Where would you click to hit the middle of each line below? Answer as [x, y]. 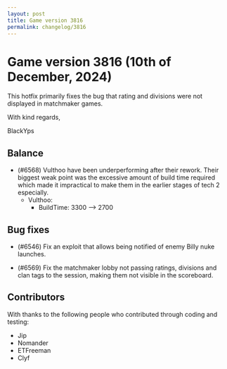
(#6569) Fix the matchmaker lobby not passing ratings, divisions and [117, 268]
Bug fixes [28, 230]
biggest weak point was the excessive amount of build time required [116, 177]
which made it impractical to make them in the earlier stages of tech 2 [118, 185]
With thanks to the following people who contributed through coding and [112, 314]
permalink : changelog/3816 [47, 27]
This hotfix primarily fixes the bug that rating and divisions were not [105, 96]
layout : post [26, 14]
